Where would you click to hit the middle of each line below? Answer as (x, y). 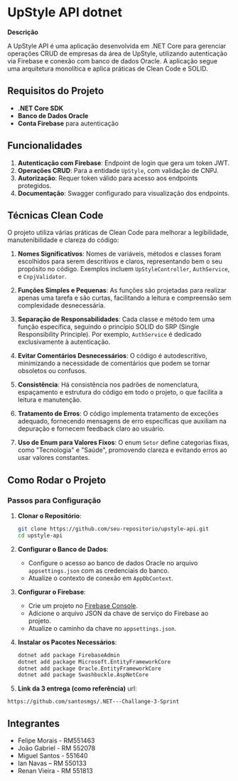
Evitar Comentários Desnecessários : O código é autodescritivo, (112, 356)
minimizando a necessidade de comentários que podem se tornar (114, 363)
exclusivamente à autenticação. (64, 342)
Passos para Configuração (54, 500)
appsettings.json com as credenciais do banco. (99, 570)
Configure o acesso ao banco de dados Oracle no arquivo (113, 562)
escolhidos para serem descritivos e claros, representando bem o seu (120, 261)
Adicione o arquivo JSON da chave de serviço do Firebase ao (118, 613)
